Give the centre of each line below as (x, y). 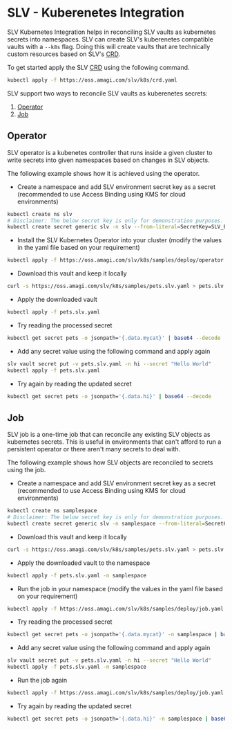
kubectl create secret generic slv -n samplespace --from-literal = (106, 523)
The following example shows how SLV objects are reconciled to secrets (110, 462)
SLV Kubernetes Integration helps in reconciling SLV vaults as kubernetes (112, 32)
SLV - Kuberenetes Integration (96, 13)
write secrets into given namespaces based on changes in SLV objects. (108, 160)
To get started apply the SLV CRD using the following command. (98, 67)
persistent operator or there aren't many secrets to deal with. (94, 449)
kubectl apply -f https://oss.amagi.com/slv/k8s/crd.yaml (92, 80)
